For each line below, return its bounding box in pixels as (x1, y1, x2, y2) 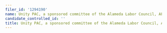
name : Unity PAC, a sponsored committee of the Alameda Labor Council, (5, 12, 157, 16)
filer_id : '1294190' (5, 7, 48, 12)
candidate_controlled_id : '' (5, 16, 66, 21)
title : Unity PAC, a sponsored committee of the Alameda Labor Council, (5, 20, 159, 26)
